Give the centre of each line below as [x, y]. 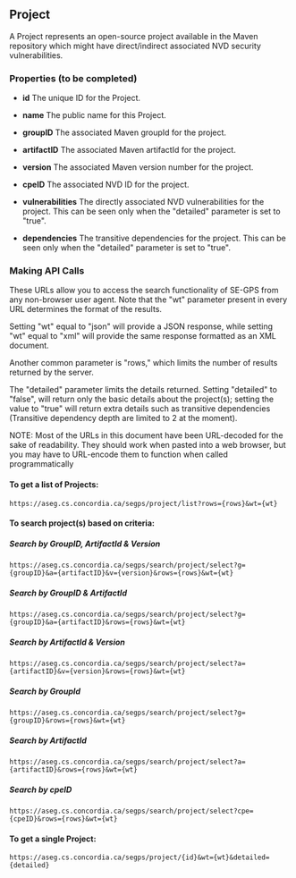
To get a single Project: [53, 839]
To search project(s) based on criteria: [82, 523]
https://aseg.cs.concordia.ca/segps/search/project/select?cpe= [131, 811]
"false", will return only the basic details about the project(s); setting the [142, 399]
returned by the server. [51, 372]
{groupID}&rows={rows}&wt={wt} [68, 721]
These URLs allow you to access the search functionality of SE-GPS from [144, 291]
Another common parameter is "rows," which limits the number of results [144, 363]
